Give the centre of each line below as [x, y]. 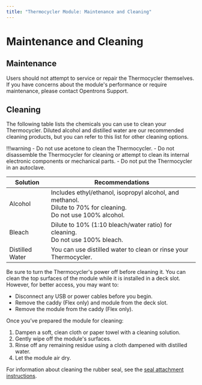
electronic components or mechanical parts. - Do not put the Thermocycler [99, 161]
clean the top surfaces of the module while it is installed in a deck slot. [93, 278]
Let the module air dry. [43, 358]
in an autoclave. [26, 168]
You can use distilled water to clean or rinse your [120, 250]
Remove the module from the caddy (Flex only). [74, 309]
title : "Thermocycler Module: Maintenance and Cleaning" [79, 12]
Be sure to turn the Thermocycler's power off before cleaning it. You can [96, 272]
